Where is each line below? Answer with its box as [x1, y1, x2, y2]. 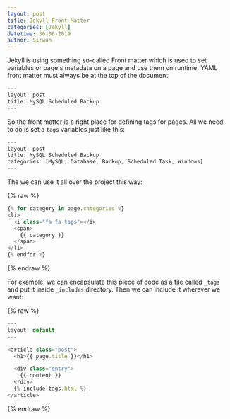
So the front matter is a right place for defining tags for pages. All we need [7, 117, 224, 126]
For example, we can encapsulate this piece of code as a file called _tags [7, 277, 220, 286]
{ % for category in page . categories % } [7, 205, 125, 212]
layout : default [7, 326, 55, 333]
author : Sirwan [7, 37, 52, 44]
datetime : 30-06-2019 [7, 30, 71, 38]
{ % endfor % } [7, 251, 46, 258]
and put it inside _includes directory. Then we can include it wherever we [7, 285, 221, 294]
